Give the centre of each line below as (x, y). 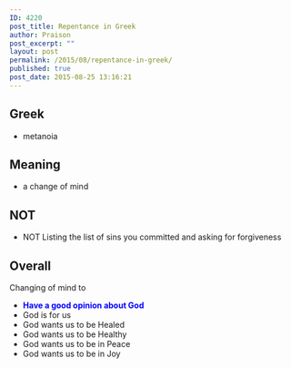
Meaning (35, 164)
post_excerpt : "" (42, 43)
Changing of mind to (48, 287)
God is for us (46, 315)
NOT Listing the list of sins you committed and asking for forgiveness (152, 237)
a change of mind (55, 187)
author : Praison (40, 35)
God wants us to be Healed (74, 325)
